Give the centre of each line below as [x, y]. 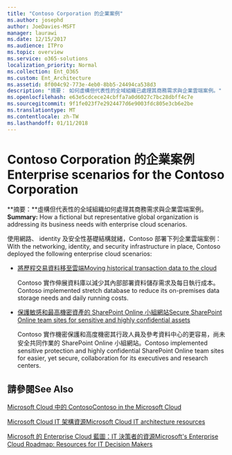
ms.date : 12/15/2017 [37, 39]
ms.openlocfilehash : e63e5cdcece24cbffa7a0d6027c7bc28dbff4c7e [100, 98]
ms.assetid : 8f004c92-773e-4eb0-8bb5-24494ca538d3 [82, 84]
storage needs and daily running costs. [73, 298]
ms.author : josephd [35, 20]
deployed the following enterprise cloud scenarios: [80, 254]
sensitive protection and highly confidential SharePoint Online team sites [121, 351]
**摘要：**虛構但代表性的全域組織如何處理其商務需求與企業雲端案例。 [107, 209]
